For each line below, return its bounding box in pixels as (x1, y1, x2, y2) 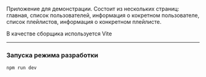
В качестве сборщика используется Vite (6, 30, 112, 37)
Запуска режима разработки (6, 51, 99, 59)
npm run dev (6, 65, 37, 71)
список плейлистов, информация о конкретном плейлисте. (6, 18, 162, 25)
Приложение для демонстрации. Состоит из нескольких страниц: (6, 5, 180, 12)
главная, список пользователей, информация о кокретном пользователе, (6, 12, 200, 19)
